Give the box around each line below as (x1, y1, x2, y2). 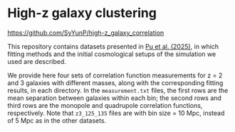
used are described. (7, 57, 66, 65)
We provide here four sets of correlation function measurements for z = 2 (7, 71, 223, 79)
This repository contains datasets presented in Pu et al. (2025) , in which (7, 42, 219, 50)
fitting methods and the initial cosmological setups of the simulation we (7, 50, 216, 58)
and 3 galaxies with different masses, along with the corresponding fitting (7, 78, 224, 87)
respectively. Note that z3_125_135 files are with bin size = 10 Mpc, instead (7, 109, 225, 117)
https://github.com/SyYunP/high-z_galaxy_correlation (7, 28, 164, 37)
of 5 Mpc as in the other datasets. (7, 116, 107, 125)
